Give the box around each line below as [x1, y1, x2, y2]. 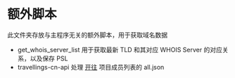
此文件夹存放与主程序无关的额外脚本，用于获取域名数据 [7, 31, 167, 39]
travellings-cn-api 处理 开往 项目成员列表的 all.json [17, 63, 165, 71]
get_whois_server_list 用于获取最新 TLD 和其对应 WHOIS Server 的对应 [17, 45, 223, 54]
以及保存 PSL [30, 54, 68, 63]
